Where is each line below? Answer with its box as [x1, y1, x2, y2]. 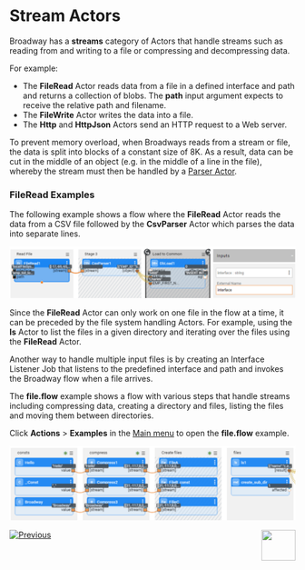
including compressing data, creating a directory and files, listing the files [9, 400, 284, 411]
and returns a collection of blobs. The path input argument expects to [22, 90, 284, 101]
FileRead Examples [9, 188, 95, 201]
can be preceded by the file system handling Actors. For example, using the [9, 316, 293, 327]
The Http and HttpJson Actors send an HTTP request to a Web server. [22, 119, 288, 130]
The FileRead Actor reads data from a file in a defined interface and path [22, 80, 295, 91]
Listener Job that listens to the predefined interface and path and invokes [9, 363, 284, 374]
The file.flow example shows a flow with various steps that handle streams [9, 390, 290, 401]
